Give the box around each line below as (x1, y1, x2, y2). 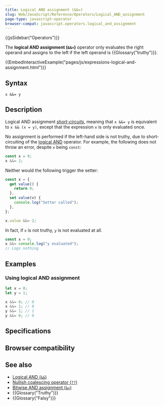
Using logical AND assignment (5, 274, 80, 281)
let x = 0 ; (5, 286, 28, 291)
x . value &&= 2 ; (5, 218, 37, 223)
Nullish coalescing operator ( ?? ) (12, 379, 78, 385)
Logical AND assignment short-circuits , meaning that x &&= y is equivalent (5, 119, 157, 125)
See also (5, 361, 32, 369)
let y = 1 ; (5, 290, 28, 295)
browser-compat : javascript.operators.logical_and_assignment (5, 21, 136, 26)
